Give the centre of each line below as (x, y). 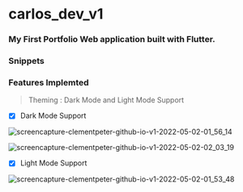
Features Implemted (49, 82)
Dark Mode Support (53, 116)
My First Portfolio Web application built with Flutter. (112, 40)
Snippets (26, 61)
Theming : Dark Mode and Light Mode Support (106, 100)
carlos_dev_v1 (56, 14)
